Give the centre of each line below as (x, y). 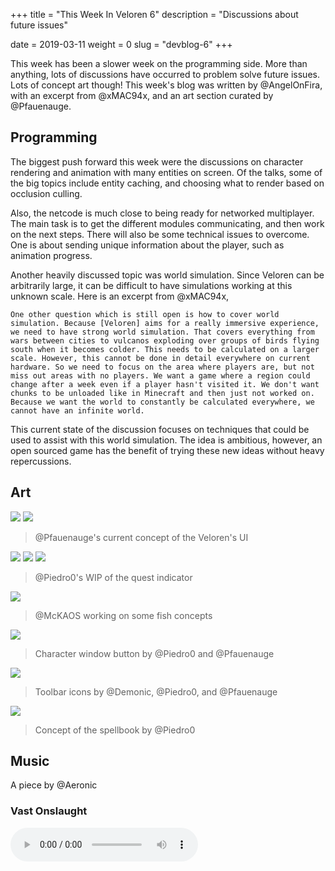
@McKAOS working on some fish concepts (123, 615)
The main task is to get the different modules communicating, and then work (167, 223)
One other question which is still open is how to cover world (145, 314)
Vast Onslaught (49, 811)
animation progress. (51, 255)
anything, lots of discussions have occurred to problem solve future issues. (165, 74)
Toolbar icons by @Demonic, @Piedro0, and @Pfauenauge (156, 691)
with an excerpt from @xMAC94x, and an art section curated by (142, 95)
